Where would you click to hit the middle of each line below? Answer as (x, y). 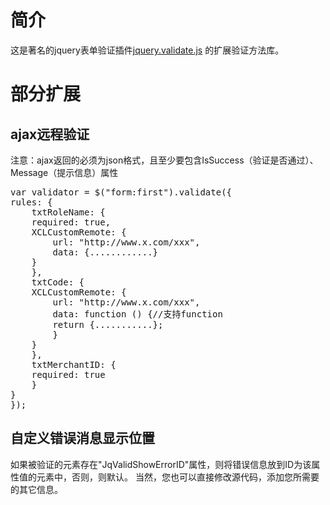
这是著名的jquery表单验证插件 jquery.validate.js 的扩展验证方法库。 (147, 50)
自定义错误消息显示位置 (82, 438)
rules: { (31, 202)
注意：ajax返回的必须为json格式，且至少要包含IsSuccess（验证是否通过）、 (164, 160)
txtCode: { (58, 282)
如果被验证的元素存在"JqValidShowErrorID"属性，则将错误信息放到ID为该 (161, 464)
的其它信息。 (36, 489)
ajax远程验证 (50, 134)
